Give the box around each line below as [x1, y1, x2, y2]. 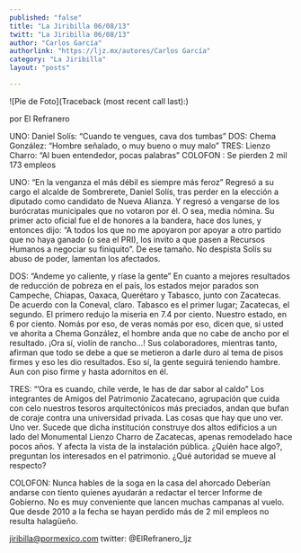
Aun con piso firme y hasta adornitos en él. [9, 366, 169, 377]
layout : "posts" [9, 64, 70, 73]
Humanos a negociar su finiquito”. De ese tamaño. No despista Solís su [9, 244, 272, 254]
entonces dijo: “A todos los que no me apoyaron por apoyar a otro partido [9, 224, 281, 235]
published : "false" [9, 13, 83, 22]
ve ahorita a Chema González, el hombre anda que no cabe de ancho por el [9, 327, 289, 338]
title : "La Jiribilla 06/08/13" [9, 22, 130, 31]
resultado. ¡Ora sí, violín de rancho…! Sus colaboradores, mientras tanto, [9, 337, 278, 348]
